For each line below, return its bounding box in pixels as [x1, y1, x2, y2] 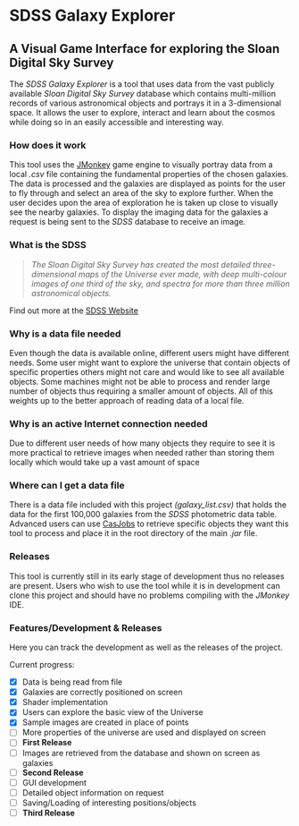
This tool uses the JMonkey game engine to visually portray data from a [9, 159, 274, 170]
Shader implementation [21, 697, 109, 708]
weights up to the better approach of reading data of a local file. [9, 395, 245, 405]
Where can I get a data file [9, 480, 125, 492]
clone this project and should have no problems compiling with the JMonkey [9, 590, 290, 600]
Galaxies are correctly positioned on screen [21, 686, 183, 698]
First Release [21, 737, 72, 748]
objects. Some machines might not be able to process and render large [9, 376, 270, 387]
